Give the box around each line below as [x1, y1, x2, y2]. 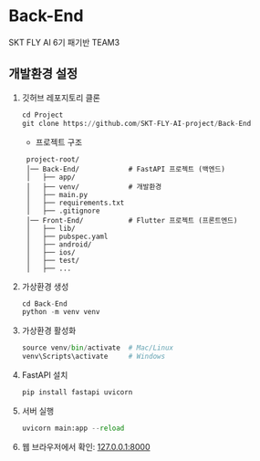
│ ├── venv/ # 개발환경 [26, 182, 162, 192]
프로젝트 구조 [35, 136, 83, 147]
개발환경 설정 [8, 66, 78, 82]
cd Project [21, 110, 64, 120]
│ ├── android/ [26, 239, 92, 249]
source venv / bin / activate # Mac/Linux [21, 343, 174, 352]
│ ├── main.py [26, 190, 88, 199]
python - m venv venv [21, 308, 100, 317]
